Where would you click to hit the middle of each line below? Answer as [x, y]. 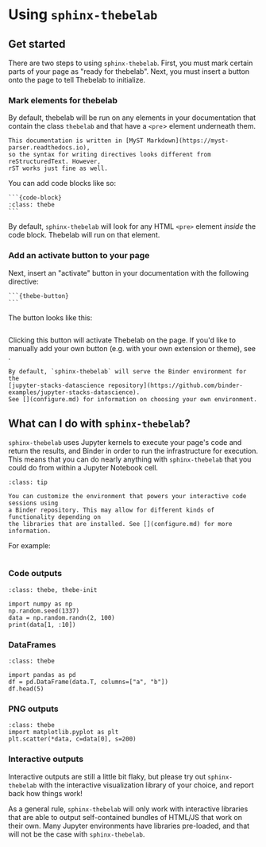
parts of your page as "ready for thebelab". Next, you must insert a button [129, 72]
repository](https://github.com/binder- [175, 385]
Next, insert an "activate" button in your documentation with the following [128, 273]
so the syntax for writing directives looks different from [110, 155]
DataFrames [32, 644]
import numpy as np [40, 604]
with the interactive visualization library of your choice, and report [146, 785]
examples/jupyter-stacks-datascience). [74, 392]
